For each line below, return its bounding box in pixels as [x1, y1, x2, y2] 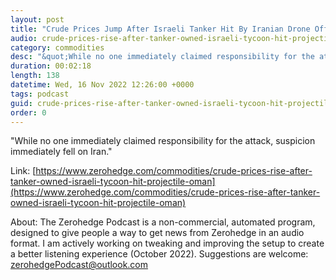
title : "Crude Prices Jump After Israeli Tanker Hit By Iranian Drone [10, 24, 311, 34]
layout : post [10, 14, 65, 25]
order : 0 [10, 107, 47, 118]
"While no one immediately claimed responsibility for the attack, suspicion [10, 135, 316, 147]
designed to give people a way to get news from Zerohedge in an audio [10, 227, 305, 239]
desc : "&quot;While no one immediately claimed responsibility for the [10, 52, 315, 62]
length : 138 [10, 71, 60, 81]
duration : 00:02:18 [10, 61, 92, 71]
